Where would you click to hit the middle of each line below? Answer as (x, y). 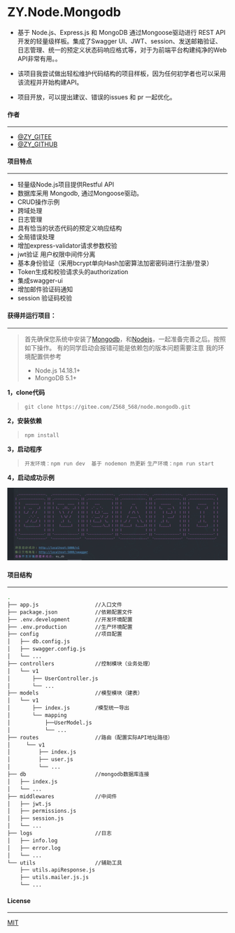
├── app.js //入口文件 (65, 605)
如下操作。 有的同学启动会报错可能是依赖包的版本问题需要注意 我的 (121, 347)
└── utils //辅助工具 (65, 863)
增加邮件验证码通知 (45, 289)
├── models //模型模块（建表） (75, 693)
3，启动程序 (25, 449)
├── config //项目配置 (65, 634)
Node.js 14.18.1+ (57, 370)
